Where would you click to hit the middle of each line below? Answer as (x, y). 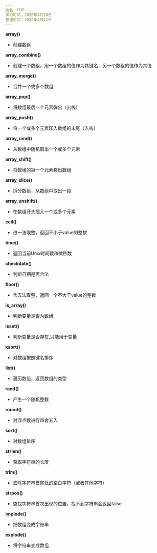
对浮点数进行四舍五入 (35, 420)
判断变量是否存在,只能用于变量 (45, 337)
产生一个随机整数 (31, 399)
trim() (12, 472)
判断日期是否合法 (31, 274)
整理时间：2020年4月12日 (29, 20)
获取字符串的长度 (31, 462)
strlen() (14, 451)
